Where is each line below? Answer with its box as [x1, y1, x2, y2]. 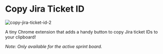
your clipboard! [5, 34, 36, 40]
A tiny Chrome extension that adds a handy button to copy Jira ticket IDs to [5, 29, 158, 35]
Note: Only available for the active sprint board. [5, 43, 102, 49]
